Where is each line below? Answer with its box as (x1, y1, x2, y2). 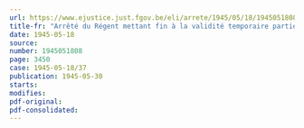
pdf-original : (9, 96, 63, 106)
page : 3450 (9, 55, 51, 64)
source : (9, 38, 39, 48)
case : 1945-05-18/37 (9, 64, 88, 73)
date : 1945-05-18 (9, 30, 75, 39)
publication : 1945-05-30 (9, 72, 103, 81)
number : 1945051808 (9, 47, 83, 56)
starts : (9, 80, 39, 89)
